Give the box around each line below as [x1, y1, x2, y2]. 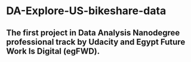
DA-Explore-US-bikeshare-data [6, 4, 167, 18]
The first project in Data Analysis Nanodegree [6, 28, 180, 38]
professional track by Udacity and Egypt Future [6, 37, 186, 47]
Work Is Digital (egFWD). [6, 46, 100, 56]
